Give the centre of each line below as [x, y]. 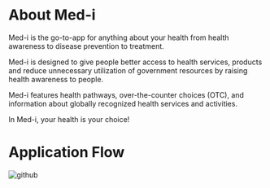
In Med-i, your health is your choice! [69, 119]
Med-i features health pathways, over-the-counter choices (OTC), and [126, 94]
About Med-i [52, 15]
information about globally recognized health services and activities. [123, 103]
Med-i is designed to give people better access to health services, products [135, 62]
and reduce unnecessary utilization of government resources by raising [128, 70]
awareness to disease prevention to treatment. [86, 46]
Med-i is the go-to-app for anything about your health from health [119, 37]
